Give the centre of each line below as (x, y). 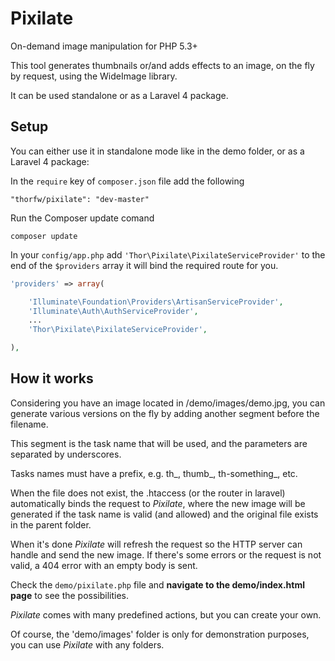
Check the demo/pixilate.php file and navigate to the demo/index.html (158, 584)
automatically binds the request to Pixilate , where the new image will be (158, 503)
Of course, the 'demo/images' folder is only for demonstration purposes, (160, 634)
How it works (52, 378)
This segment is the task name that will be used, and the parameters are (159, 443)
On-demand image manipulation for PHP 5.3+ (104, 46)
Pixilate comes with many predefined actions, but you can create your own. (166, 614)
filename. (29, 424)
